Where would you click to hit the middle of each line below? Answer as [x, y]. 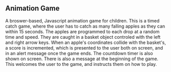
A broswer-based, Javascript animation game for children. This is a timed [82, 20]
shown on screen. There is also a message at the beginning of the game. [82, 59]
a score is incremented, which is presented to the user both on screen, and [84, 47]
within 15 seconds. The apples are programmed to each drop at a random [82, 31]
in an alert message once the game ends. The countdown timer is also [79, 53]
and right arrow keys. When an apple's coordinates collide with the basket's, [86, 42]
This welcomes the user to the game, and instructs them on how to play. [81, 64]
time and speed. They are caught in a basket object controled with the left [83, 37]
